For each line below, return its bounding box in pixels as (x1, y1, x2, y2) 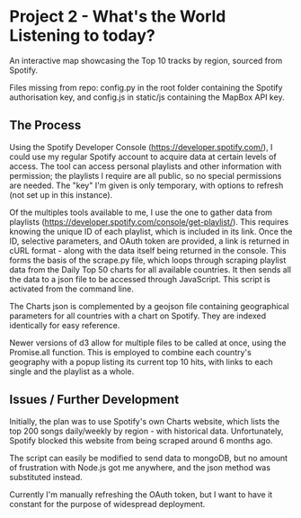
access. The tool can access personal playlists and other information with (9, 160, 282, 172)
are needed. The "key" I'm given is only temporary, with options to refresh (9, 180, 284, 191)
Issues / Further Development (9, 392, 180, 407)
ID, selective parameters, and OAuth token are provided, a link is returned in (9, 236, 290, 246)
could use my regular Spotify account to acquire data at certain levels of (9, 151, 277, 162)
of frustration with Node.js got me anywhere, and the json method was (9, 461, 271, 473)
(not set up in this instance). (9, 189, 113, 200)
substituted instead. (9, 471, 83, 482)
